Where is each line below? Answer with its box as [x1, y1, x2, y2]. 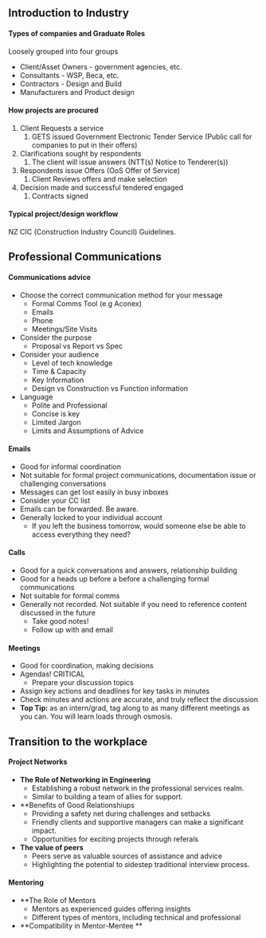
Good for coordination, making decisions [19, 661, 154, 671]
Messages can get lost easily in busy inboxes [19, 487, 169, 497]
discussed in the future [19, 608, 96, 617]
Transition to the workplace [8, 735, 148, 748]
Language [19, 392, 53, 401]
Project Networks [8, 757, 68, 767]
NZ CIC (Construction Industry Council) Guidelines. [8, 227, 177, 236]
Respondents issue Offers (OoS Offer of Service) [19, 165, 181, 175]
